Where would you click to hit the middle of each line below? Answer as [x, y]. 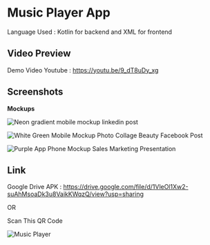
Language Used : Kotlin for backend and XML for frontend [90, 32]
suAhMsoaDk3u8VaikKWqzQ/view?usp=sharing [75, 194]
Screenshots [35, 92]
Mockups [21, 108]
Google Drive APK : [35, 187]
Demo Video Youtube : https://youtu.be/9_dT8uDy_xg [83, 70]
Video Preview [39, 53]
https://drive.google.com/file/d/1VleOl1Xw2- [126, 187]
